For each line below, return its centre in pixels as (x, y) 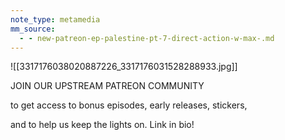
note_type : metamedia (55, 19)
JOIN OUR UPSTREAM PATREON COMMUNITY (107, 86)
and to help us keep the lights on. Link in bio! (102, 125)
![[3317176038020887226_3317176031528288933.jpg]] (124, 67)
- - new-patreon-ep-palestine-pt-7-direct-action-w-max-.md (147, 38)
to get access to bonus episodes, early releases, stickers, (129, 105)
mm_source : (33, 29)
